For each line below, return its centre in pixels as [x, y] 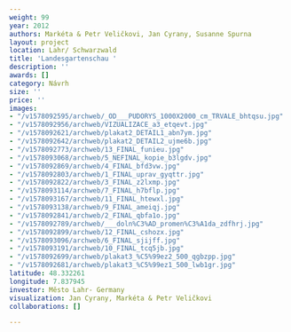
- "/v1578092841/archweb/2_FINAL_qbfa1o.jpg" [94, 215]
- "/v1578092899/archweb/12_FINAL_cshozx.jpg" [97, 232]
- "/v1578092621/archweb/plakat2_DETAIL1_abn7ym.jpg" [111, 133]
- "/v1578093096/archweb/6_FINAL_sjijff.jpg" [94, 241]
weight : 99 [29, 17]
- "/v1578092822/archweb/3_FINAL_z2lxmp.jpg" [94, 183]
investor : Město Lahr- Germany [67, 289]
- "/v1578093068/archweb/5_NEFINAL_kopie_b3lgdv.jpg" [111, 158]
